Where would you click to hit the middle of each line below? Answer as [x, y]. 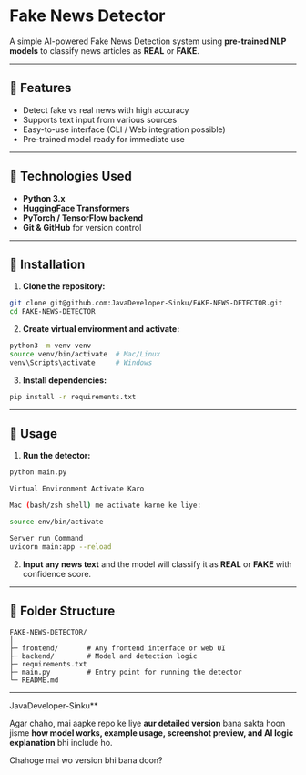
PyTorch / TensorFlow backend [83, 217]
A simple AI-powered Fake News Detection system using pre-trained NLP [148, 41]
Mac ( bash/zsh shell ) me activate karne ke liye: [106, 506]
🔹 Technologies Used [71, 176]
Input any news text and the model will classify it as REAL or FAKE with [157, 564]
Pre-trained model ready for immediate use [103, 139]
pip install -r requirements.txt [73, 397]
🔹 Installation [47, 264]
